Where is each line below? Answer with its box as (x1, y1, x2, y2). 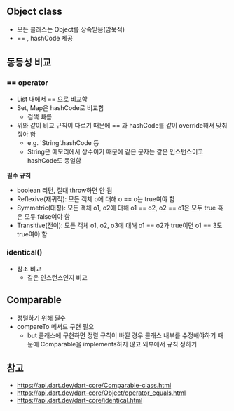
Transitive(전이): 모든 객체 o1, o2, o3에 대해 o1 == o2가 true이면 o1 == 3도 (16, 221, 223, 229)
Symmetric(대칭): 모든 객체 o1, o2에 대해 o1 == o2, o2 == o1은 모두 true (16, 203, 216, 212)
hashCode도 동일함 (27, 156, 82, 164)
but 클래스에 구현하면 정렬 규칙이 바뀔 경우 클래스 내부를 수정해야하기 (27, 331, 216, 339)
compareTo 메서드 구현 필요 (16, 322, 95, 330)
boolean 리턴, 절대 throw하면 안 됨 (16, 186, 113, 194)
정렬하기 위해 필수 (16, 314, 66, 322)
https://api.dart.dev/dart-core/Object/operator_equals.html (16, 389, 186, 397)
